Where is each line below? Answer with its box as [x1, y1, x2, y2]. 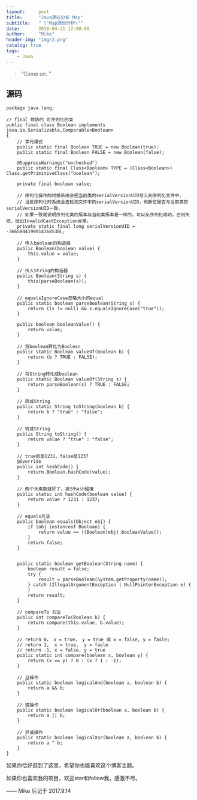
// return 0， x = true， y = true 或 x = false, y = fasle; [17, 637, 170, 643]
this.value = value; [28, 251, 79, 257]
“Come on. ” [20, 70, 51, 77]
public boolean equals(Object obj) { [17, 519, 111, 525]
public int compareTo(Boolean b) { [17, 614, 106, 621]
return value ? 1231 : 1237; [28, 496, 101, 502]
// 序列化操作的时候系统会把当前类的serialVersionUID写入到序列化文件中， [17, 193, 184, 199]
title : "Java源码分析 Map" [6, 14, 84, 20]
